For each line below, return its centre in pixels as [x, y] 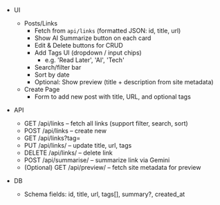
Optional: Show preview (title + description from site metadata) [124, 82]
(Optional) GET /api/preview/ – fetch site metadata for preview [112, 167]
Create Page [42, 89]
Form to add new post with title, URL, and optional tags [113, 97]
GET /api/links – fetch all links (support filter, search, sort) [106, 123]
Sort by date [52, 75]
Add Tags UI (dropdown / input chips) [88, 52]
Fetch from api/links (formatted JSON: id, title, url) [108, 31]
